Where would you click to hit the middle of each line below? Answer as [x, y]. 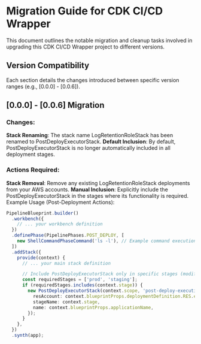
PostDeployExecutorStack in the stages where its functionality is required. [98, 195]
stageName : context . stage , [66, 302]
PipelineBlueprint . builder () [42, 213]
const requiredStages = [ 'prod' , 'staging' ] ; [80, 280]
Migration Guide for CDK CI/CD [85, 11]
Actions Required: [33, 170]
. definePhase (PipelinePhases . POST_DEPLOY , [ [68, 236]
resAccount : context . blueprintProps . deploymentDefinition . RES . [113, 296]
